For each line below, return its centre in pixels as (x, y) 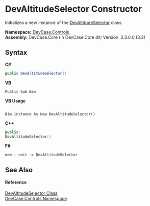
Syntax (16, 53)
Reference (16, 183)
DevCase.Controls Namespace (36, 198)
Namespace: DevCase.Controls (37, 32)
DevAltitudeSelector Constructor (74, 9)
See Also (19, 170)
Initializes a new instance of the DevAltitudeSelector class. (64, 23)
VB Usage (15, 101)
